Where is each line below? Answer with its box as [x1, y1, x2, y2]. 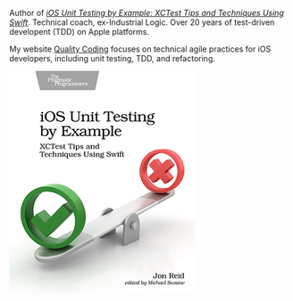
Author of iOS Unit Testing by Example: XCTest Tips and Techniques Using [9, 8, 284, 18]
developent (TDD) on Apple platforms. [9, 27, 150, 37]
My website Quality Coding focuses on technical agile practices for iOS [9, 44, 272, 54]
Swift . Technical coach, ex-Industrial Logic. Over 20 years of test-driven [9, 17, 275, 28]
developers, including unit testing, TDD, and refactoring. [9, 53, 216, 63]
